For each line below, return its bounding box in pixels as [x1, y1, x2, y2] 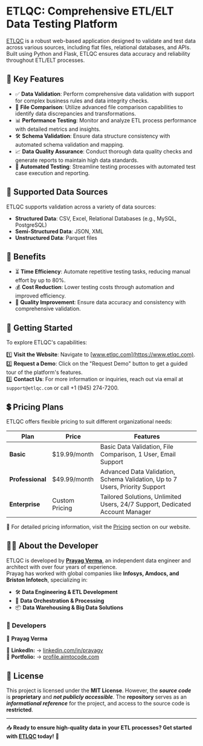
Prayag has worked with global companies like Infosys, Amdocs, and [6, 570, 179, 577]
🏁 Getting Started [6, 322, 73, 333]
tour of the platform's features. [6, 368, 83, 376]
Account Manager [100, 508, 152, 516]
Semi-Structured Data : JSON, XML [14, 227, 104, 235]
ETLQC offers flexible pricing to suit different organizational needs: [6, 418, 172, 425]
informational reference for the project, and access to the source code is [6, 699, 190, 707]
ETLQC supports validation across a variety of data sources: [6, 203, 156, 210]
